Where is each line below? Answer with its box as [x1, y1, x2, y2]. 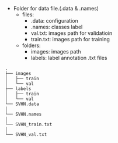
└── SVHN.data [5, 101, 40, 107]
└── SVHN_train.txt [5, 121, 53, 127]
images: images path [30, 48, 82, 55]
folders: [22, 42, 41, 49]
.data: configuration [30, 17, 79, 24]
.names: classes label [30, 23, 83, 30]
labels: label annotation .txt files [30, 55, 107, 61]
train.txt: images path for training [30, 36, 110, 42]
